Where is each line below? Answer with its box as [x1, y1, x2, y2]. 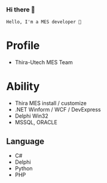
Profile [6, 39, 40, 53]
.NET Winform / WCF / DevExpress [14, 106, 101, 113]
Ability [6, 80, 40, 94]
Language [6, 136, 45, 146]
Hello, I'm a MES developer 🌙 [6, 19, 82, 25]
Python [14, 164, 33, 172]
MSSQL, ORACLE [14, 119, 58, 126]
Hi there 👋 [6, 5, 36, 14]
